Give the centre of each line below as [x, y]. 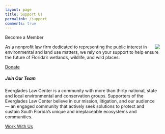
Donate [13, 67]
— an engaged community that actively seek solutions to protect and [75, 106]
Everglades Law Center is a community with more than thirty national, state [81, 91]
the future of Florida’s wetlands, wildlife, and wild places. [63, 58]
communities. [19, 117]
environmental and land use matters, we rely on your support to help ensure [82, 52]
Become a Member [24, 37]
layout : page [18, 10]
